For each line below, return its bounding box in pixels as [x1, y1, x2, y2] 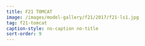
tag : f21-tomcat [6, 20, 47, 26]
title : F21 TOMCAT [6, 8, 53, 15]
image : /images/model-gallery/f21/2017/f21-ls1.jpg [6, 14, 139, 20]
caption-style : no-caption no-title [6, 25, 98, 32]
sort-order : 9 [6, 31, 42, 37]
